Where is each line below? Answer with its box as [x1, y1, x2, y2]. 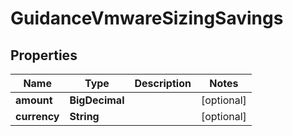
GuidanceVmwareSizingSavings [10, 7, 284, 30]
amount [15, 93, 53, 107]
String [69, 110, 100, 123]
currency [15, 110, 60, 123]
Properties [10, 47, 78, 64]
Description [134, 77, 192, 90]
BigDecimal [69, 93, 125, 107]
